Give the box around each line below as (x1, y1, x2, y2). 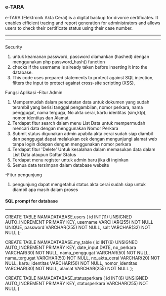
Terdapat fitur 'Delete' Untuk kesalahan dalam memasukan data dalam (12, 147, 156, 152)
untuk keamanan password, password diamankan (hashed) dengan (12, 53, 150, 60)
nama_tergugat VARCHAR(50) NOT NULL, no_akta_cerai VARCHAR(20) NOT (5, 255, 160, 261)
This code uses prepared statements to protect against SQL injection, (12, 75, 154, 81)
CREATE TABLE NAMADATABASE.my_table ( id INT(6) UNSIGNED (5, 239, 138, 245)
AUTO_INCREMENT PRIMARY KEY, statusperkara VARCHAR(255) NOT (5, 280, 149, 286)
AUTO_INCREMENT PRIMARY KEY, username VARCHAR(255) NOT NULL (5, 219, 154, 225)
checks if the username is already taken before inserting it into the (12, 64, 148, 70)
